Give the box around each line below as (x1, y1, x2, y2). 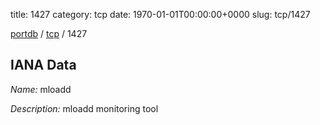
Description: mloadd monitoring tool (10, 102, 159, 114)
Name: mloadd (10, 83, 72, 95)
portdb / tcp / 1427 (10, 28, 88, 39)
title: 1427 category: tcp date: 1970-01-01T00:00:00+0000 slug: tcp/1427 (10, 9, 311, 20)
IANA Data (10, 57, 77, 74)
